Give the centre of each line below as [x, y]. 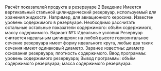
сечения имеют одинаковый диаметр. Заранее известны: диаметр [75, 48]
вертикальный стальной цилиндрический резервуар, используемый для [81, 12]
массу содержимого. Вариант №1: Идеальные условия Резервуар [74, 33]
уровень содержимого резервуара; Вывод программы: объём [70, 58]
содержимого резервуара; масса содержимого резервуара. [69, 63]
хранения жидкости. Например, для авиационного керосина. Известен [79, 17]
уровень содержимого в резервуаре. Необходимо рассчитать [70, 22]
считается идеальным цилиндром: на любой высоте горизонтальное [77, 38]
